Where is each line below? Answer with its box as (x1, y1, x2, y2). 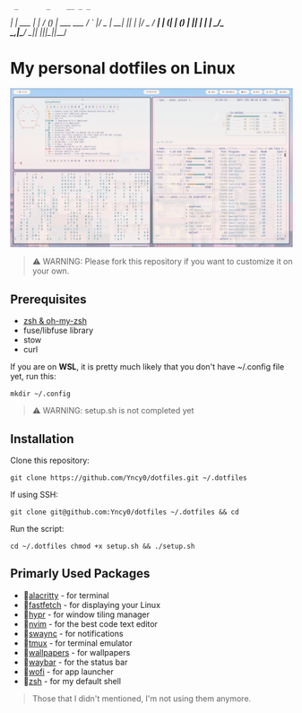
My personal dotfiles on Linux (10, 58, 236, 79)
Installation (10, 431, 74, 447)
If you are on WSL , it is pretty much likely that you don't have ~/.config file (10, 361, 285, 372)
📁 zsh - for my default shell (22, 675, 122, 686)
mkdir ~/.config (10, 389, 71, 399)
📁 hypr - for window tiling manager (22, 609, 151, 620)
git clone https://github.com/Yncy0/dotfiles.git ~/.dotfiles (10, 474, 247, 483)
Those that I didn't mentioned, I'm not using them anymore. (31, 692, 252, 704)
